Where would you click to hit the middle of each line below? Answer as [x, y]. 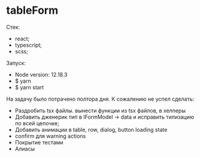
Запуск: [16, 63]
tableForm [32, 10]
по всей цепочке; [37, 123]
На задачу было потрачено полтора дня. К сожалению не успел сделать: [100, 99]
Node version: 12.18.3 [41, 74]
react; [22, 38]
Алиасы [25, 149]
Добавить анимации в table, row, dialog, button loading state [91, 129]
